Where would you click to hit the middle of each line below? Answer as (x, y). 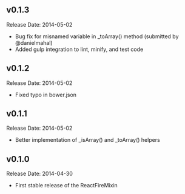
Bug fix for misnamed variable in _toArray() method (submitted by (97, 36)
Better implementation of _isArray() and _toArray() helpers (88, 140)
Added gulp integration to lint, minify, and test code (79, 49)
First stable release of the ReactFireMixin (66, 186)
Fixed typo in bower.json (46, 95)
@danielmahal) (34, 42)
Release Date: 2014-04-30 (39, 174)
